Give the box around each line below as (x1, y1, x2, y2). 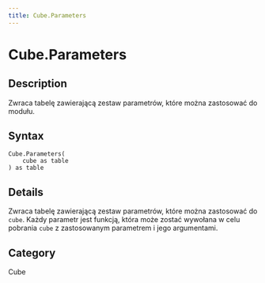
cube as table (22, 157, 69, 165)
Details (8, 185, 44, 198)
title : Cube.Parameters (8, 11, 87, 20)
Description (8, 77, 67, 91)
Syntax (8, 130, 44, 143)
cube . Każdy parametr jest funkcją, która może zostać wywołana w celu (8, 215, 240, 225)
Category (8, 246, 56, 259)
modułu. (8, 106, 36, 115)
